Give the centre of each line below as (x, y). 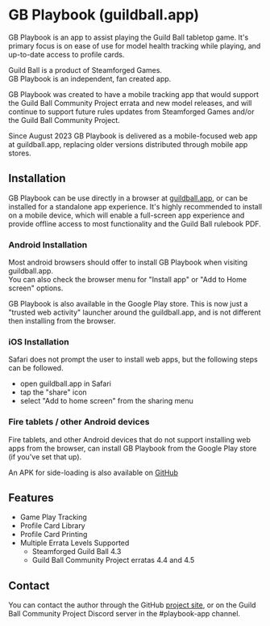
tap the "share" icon (53, 392)
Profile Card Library (53, 526)
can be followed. (36, 368)
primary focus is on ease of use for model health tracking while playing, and (135, 45)
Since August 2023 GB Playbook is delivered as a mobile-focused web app (133, 136)
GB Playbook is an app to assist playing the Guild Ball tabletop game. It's (129, 37)
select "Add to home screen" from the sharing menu (106, 401)
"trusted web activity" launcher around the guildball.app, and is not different (135, 312)
